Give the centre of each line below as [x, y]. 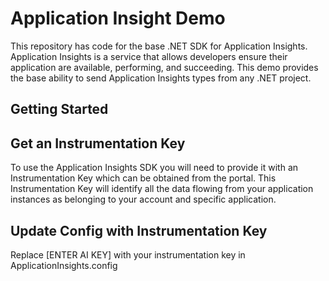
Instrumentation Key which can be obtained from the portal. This [143, 178]
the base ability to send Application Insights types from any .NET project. [161, 78]
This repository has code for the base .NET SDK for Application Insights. [159, 46]
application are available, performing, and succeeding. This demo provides [164, 67]
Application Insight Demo [118, 18]
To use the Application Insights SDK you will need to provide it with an [154, 168]
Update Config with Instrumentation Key [139, 230]
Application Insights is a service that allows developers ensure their [149, 56]
